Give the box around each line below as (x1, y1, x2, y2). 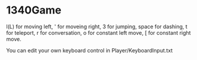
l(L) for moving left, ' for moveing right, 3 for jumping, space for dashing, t (6, 23, 188, 30)
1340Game (6, 4, 61, 17)
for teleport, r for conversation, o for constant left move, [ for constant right (6, 29, 191, 36)
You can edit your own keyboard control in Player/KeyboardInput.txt (6, 46, 173, 54)
